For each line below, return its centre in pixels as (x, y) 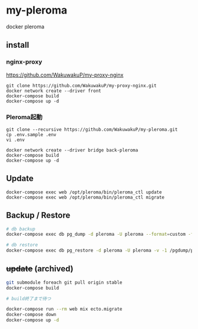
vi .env (16, 140)
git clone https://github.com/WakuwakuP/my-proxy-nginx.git (82, 85)
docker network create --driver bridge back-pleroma (72, 150)
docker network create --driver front (54, 91)
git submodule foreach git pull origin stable (64, 282)
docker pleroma (25, 27)
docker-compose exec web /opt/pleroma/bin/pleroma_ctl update (84, 192)
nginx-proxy (24, 62)
